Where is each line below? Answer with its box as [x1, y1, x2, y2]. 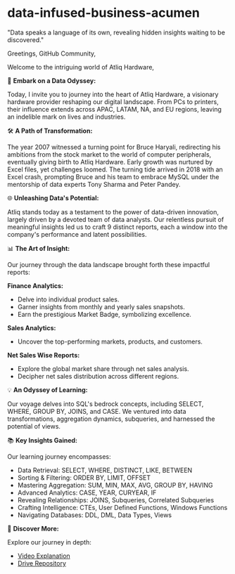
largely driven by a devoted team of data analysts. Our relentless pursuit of [7, 215, 224, 223]
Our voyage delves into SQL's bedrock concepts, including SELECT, [7, 399, 204, 408]
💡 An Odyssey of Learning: [7, 385, 88, 394]
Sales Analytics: [7, 323, 56, 332]
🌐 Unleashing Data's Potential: [7, 193, 99, 202]
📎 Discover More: [7, 524, 59, 533]
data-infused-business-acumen [7, 5, 201, 21]
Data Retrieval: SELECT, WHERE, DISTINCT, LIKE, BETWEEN [17, 466, 193, 474]
